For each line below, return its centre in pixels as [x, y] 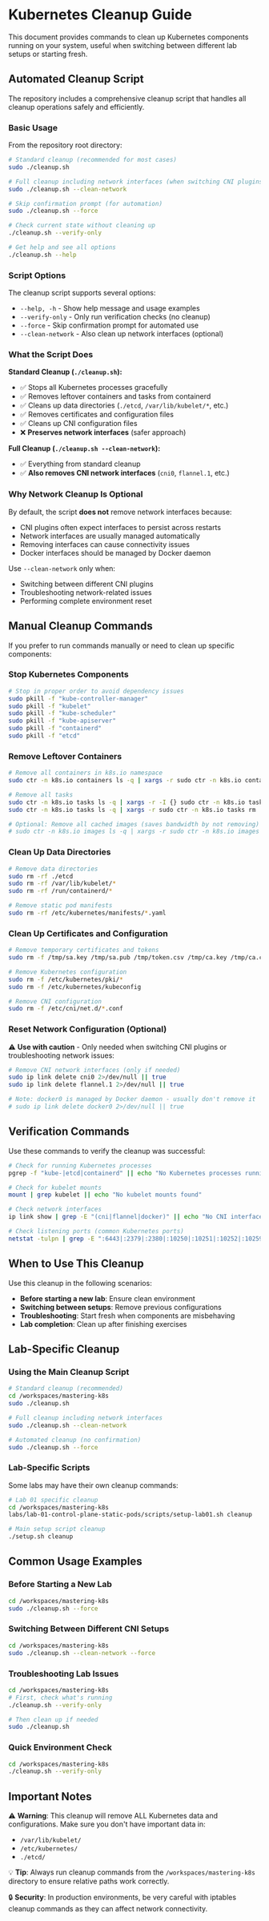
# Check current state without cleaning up [82, 226]
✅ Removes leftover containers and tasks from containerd [115, 396]
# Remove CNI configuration [55, 1001]
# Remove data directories [53, 869]
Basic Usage [33, 127]
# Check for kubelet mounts [55, 1188]
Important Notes [50, 1796]
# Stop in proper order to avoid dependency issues [96, 691]
